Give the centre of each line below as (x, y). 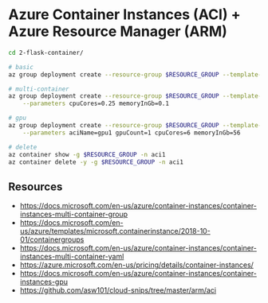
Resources (35, 186)
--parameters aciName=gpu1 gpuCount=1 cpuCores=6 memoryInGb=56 (132, 133)
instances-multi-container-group (74, 214)
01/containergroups (52, 239)
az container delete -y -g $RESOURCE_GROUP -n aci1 (96, 162)
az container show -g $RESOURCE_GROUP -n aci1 (87, 154)
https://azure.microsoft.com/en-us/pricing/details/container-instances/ (136, 265)
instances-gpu (44, 282)
